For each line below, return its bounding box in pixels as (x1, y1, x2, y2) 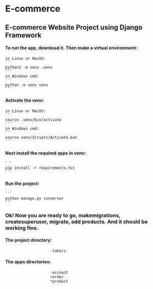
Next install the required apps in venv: (5, 150, 86, 156)
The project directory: (5, 237, 52, 243)
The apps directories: (5, 259, 51, 265)
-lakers (50, 248, 66, 253)
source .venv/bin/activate (5, 117, 62, 122)
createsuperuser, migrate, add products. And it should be (5, 218, 148, 225)
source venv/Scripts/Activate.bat (5, 135, 78, 140)
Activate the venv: (5, 98, 44, 104)
